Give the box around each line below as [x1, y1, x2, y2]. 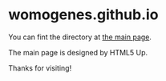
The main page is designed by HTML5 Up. [8, 47, 148, 57]
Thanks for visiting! [8, 63, 72, 73]
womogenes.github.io [8, 6, 159, 24]
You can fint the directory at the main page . [8, 32, 152, 42]
